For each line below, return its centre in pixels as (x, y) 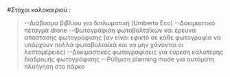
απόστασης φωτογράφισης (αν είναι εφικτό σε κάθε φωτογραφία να (122, 37)
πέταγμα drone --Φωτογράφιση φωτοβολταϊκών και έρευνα (110, 30)
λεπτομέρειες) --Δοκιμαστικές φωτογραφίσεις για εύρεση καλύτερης (124, 52)
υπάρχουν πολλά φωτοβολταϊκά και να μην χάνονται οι (104, 45)
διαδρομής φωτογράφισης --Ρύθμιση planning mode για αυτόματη (119, 59)
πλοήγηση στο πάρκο (54, 66)
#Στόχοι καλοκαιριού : (39, 10)
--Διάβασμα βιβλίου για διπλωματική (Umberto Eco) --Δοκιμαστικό (119, 23)
